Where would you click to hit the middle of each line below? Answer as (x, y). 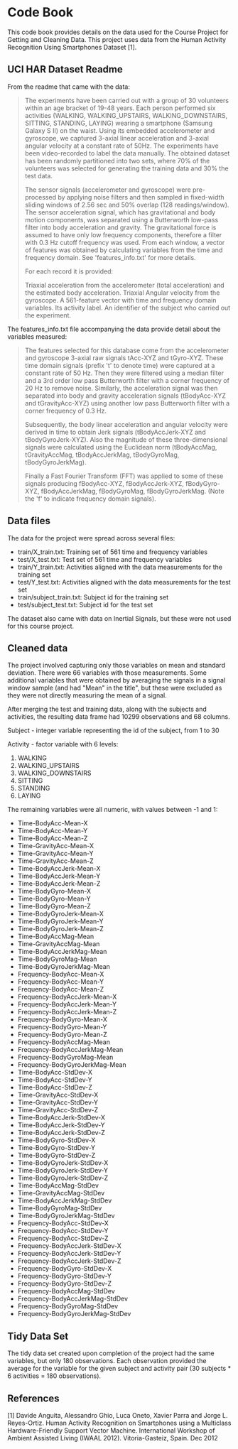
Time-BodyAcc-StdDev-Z (55, 1087)
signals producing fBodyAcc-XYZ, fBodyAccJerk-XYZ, (104, 483)
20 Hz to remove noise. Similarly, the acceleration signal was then (121, 388)
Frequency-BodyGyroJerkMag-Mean (72, 1065)
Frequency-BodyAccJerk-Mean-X (67, 997)
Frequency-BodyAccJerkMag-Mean (70, 1050)
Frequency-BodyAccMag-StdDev (66, 1291)
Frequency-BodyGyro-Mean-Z (63, 1035)
